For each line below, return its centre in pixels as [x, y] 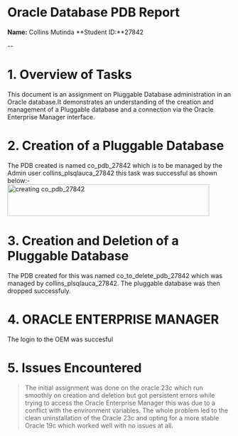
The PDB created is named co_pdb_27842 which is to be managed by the [115, 165]
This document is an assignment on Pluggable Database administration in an [119, 94]
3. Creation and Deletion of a [93, 241]
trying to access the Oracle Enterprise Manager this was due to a [120, 403]
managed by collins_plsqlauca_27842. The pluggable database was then [114, 283]
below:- [19, 180]
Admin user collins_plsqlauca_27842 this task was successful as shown [113, 173]
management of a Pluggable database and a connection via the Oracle [110, 109]
